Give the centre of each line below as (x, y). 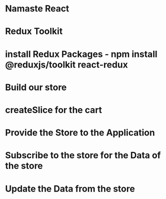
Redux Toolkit (34, 32)
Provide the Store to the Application (80, 133)
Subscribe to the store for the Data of (83, 156)
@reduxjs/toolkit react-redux (66, 65)
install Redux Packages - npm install (81, 54)
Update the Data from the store (70, 189)
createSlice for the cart (54, 110)
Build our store (36, 87)
